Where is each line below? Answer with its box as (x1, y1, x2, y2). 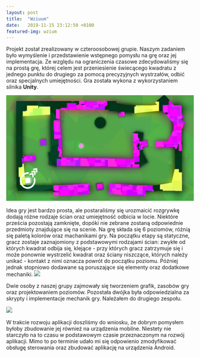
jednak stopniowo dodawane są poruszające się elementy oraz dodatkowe (6, 264, 189, 271)
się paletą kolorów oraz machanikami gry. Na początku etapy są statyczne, (6, 232, 190, 239)
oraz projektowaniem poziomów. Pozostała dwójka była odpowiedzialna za (6, 289, 189, 296)
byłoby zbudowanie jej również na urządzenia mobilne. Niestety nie (6, 325, 171, 332)
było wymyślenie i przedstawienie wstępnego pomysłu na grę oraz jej (6, 52, 177, 59)
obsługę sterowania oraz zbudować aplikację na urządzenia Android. (6, 344, 176, 351)
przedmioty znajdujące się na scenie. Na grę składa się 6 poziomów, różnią (6, 226, 190, 233)
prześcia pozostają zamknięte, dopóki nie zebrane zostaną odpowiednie (6, 219, 183, 226)
